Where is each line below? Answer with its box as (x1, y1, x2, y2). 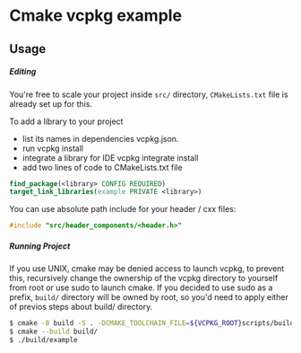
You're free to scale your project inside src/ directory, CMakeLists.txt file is (9, 89, 288, 100)
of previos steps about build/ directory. (9, 302, 153, 313)
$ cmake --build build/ (9, 327, 99, 337)
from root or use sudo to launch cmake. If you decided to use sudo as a (9, 282, 273, 293)
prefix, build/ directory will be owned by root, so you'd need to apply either (9, 292, 288, 303)
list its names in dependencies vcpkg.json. (21, 133, 179, 144)
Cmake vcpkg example (9, 5, 182, 26)
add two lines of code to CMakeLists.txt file (21, 162, 183, 172)
